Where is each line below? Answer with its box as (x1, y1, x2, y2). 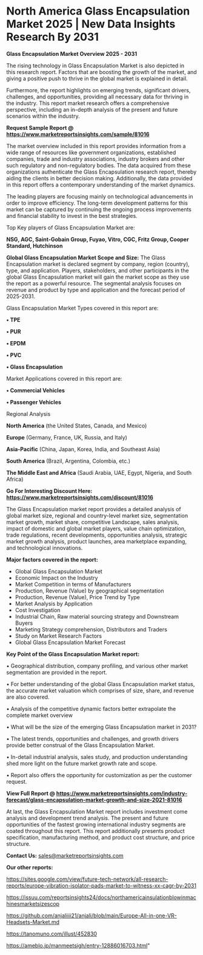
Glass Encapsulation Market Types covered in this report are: (6, 304, 159, 311)
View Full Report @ (6, 789, 56, 797)
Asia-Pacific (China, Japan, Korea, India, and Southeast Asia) (6, 445, 161, 453)
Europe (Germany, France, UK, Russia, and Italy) (6, 433, 127, 441)
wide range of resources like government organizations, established (6, 149, 176, 156)
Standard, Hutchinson (6, 242, 63, 250)
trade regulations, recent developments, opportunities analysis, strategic (6, 531, 188, 539)
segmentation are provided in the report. (6, 668, 107, 676)
